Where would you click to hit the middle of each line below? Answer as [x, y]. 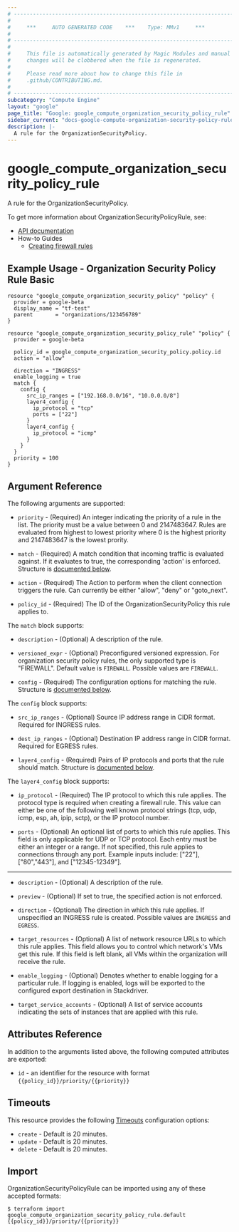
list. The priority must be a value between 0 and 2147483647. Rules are [122, 524]
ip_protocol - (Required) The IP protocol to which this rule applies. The [122, 794]
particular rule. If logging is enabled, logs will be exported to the [111, 983]
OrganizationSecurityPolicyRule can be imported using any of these [107, 1189]
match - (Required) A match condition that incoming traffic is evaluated [121, 554]
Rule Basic [31, 280]
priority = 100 [36, 458]
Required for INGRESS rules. [59, 725]
